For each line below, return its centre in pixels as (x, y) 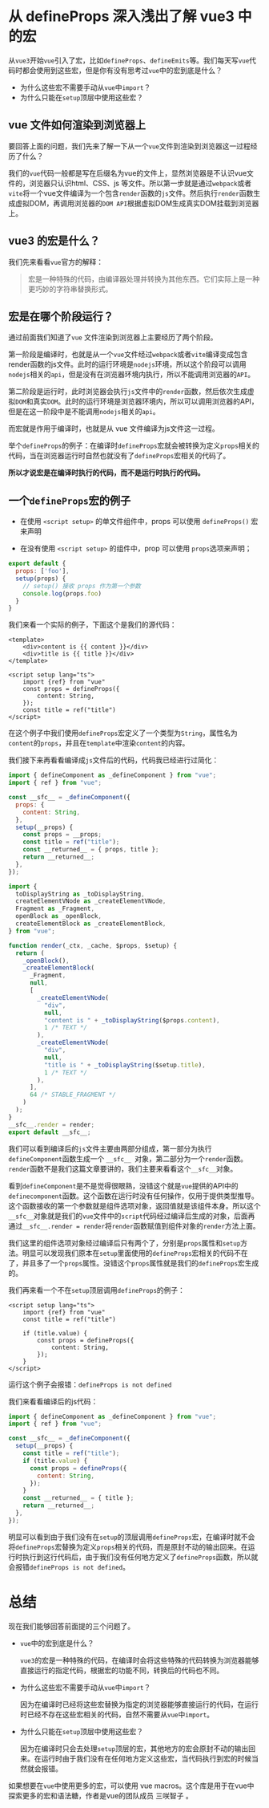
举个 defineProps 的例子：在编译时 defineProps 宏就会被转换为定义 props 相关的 (134, 445)
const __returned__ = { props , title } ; (91, 850)
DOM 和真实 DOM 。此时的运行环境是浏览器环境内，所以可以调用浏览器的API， (137, 401)
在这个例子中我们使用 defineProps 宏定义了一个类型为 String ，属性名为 (123, 733)
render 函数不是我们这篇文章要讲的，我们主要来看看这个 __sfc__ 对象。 (123, 1168)
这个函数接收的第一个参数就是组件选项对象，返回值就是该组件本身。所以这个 (134, 1205)
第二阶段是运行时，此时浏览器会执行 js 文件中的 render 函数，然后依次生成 (128, 392)
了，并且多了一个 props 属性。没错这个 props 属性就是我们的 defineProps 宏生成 (134, 1263)
